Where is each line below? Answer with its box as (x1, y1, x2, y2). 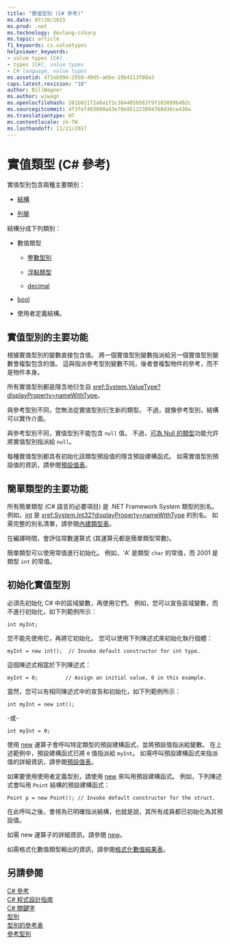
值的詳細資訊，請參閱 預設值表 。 (7, 757, 97, 765)
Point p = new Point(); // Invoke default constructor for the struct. (7, 794, 216, 801)
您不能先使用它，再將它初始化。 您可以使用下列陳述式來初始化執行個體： (7, 634, 213, 642)
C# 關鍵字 (7, 903, 36, 912)
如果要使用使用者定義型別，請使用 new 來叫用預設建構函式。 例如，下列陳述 (7, 772, 222, 780)
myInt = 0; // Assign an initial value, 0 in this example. (7, 674, 207, 681)
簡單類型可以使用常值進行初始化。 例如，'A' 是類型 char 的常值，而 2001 (7, 549, 211, 557)
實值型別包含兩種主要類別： (7, 181, 86, 189)
